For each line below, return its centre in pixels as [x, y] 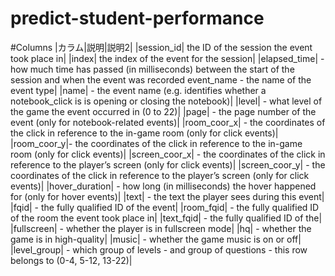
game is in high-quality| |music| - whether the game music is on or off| [156, 239]
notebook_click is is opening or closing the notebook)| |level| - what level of [166, 101]
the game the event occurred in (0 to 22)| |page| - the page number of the [163, 111]
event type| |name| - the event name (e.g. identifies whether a [138, 90]
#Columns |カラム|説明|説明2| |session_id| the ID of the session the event [161, 47]
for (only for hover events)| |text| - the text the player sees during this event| [167, 196]
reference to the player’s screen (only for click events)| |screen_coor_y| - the [168, 164]
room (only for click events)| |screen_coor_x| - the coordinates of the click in [168, 154]
